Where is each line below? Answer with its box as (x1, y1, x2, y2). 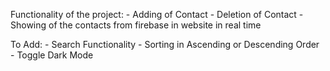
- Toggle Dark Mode (10, 49, 94, 61)
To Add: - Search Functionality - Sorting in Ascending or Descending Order (10, 39, 320, 50)
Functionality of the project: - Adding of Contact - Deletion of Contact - (10, 9, 304, 20)
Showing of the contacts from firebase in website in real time (10, 19, 262, 31)
